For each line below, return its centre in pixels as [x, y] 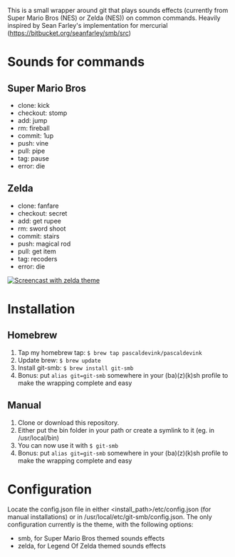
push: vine [33, 143]
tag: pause [33, 159]
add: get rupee [40, 221]
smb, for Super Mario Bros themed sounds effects [91, 538]
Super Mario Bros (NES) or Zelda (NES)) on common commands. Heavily [114, 18]
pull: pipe [31, 151]
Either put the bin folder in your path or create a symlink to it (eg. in [116, 430]
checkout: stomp [42, 113]
